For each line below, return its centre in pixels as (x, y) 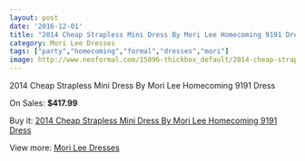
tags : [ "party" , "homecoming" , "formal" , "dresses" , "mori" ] (119, 52)
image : (22, 60)
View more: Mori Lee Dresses (64, 147)
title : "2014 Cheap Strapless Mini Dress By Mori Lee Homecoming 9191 (146, 34)
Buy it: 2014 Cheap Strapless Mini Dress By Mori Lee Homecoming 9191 (143, 120)
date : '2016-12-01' (46, 26)
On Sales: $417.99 (44, 103)
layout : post (34, 18)
